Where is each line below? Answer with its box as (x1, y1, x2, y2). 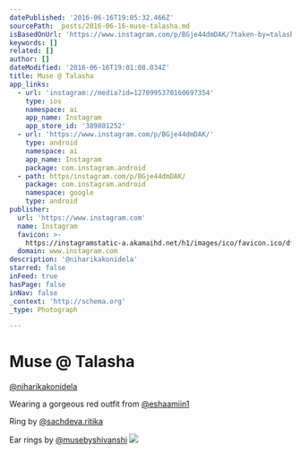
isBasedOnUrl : (9, 30, 63, 39)
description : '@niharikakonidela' (9, 255, 139, 265)
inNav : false (9, 288, 58, 297)
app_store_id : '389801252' (25, 122, 126, 131)
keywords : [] (9, 38, 58, 48)
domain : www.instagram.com (17, 247, 118, 256)
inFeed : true (9, 272, 58, 281)
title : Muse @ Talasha (9, 72, 94, 81)
